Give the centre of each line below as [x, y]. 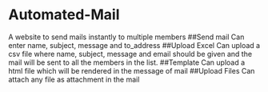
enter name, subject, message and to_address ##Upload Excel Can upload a [134, 45]
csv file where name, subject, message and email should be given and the [130, 54]
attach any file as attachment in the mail [74, 79]
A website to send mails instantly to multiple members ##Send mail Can [126, 37]
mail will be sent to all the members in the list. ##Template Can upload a [127, 62]
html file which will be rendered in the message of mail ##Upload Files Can [132, 70]
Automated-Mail [64, 15]
